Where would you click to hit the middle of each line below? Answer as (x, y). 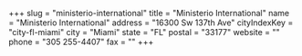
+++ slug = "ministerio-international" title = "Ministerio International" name (149, 13)
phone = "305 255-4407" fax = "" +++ (81, 42)
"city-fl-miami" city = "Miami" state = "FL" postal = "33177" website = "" (144, 32)
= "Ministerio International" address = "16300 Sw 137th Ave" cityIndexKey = (151, 23)
